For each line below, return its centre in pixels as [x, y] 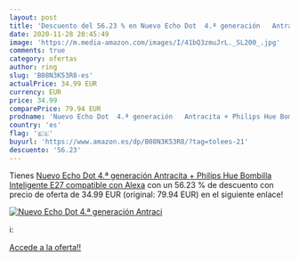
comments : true [37, 51]
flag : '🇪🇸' [31, 134]
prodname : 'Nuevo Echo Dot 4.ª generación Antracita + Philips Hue [143, 117]
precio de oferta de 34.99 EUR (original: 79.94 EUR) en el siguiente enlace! [146, 194]
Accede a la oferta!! [45, 247]
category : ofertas [43, 59]
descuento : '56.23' [45, 150]
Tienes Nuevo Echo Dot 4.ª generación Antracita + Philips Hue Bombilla [141, 175]
